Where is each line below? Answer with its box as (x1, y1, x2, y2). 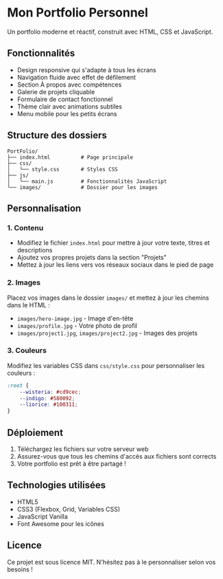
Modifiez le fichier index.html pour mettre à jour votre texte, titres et (16, 239, 211, 247)
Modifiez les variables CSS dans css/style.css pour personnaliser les (7, 361, 205, 369)
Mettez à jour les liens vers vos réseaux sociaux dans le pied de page (16, 261, 214, 269)
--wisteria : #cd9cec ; (19, 389, 81, 395)
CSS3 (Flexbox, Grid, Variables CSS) (16, 505, 121, 513)
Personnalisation (7, 202, 82, 214)
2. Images (7, 278, 41, 287)
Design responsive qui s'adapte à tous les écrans (16, 65, 156, 74)
